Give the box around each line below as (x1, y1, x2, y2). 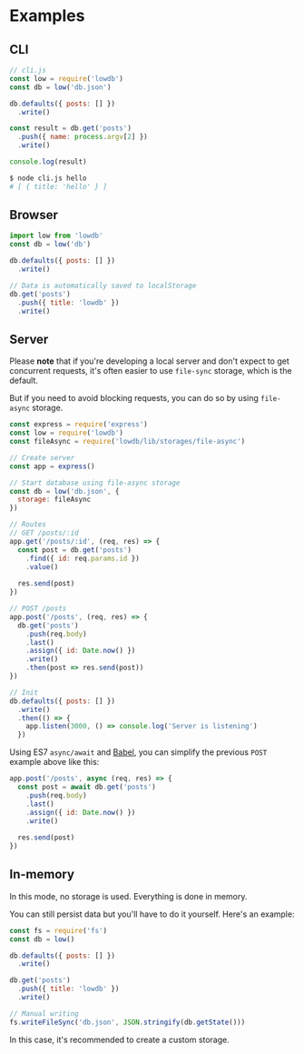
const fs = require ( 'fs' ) (9, 926, 107, 935)
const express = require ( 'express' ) (9, 420, 148, 429)
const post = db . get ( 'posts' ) (17, 545, 132, 555)
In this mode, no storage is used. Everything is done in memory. (9, 890, 248, 901)
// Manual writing (9, 1009, 79, 1019)
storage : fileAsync (17, 495, 92, 505)
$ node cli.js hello (9, 174, 88, 183)
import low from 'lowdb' (9, 231, 103, 241)
